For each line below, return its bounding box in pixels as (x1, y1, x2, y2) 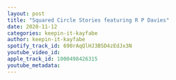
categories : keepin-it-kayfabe (7, 29, 98, 37)
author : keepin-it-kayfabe (7, 36, 86, 43)
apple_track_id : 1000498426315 (7, 56, 98, 63)
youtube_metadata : (7, 62, 61, 69)
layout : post (7, 10, 45, 17)
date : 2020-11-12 (7, 23, 58, 30)
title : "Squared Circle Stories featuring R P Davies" (7, 17, 170, 24)
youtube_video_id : (7, 49, 61, 56)
